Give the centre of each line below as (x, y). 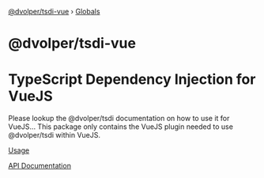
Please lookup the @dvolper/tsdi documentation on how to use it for (119, 119)
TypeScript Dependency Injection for (132, 80)
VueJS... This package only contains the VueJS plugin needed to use (121, 127)
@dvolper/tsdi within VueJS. (55, 135)
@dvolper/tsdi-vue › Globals (54, 11)
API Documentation (40, 166)
